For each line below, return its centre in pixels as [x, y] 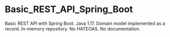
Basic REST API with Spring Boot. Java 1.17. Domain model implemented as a [85, 23]
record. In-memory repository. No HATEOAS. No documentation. [73, 28]
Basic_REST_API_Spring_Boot [69, 9]
